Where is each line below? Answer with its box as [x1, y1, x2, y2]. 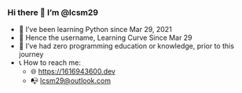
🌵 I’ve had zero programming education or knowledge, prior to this [18, 41, 235, 51]
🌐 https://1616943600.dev [30, 66, 115, 77]
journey [18, 50, 44, 59]
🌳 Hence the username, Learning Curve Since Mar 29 [18, 33, 193, 42]
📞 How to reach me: [18, 58, 82, 67]
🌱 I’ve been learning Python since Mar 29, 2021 [18, 25, 172, 34]
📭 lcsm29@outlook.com [30, 76, 112, 85]
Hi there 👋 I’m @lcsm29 [7, 7, 99, 18]
